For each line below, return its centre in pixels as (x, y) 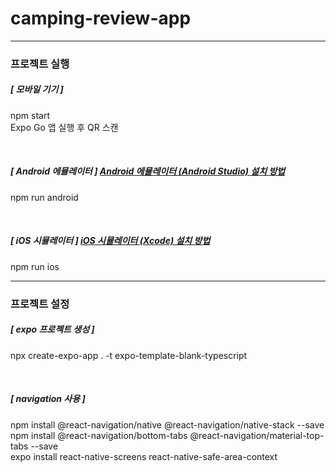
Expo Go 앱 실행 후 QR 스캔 (64, 127)
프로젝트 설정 (40, 304)
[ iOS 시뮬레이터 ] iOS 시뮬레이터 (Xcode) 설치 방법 (110, 241)
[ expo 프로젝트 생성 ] (52, 329)
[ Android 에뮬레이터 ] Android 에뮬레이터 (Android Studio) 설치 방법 (148, 171)
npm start (30, 115)
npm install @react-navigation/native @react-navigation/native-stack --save (167, 424)
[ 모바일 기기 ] (37, 89)
